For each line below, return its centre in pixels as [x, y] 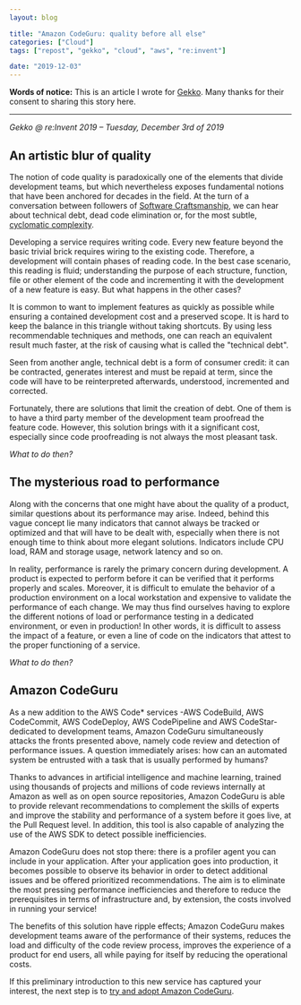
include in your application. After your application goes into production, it [144, 861]
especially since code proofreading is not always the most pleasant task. [143, 436]
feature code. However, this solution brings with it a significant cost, [135, 427]
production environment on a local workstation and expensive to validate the [150, 597]
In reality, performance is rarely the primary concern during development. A [149, 569]
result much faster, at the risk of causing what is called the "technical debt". [149, 345]
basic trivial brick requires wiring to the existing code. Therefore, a [132, 251]
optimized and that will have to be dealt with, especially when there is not [145, 532]
